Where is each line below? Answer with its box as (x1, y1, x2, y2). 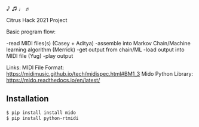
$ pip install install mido (6, 110, 76, 116)
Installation (6, 94, 49, 104)
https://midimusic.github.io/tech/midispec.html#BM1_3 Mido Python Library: (6, 70, 193, 77)
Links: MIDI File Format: (6, 64, 65, 71)
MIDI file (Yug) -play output (6, 52, 74, 59)
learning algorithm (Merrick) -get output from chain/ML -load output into (6, 46, 185, 53)
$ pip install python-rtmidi (6, 115, 79, 121)
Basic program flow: (6, 28, 56, 35)
